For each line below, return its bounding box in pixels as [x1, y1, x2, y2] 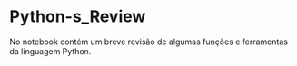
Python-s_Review [9, 6, 146, 27]
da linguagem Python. [9, 45, 92, 56]
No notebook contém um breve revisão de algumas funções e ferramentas [9, 36, 289, 47]
